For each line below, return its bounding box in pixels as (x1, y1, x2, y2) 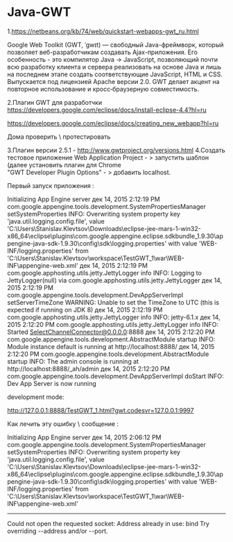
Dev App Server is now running (7, 379, 97, 387)
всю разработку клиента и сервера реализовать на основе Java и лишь (7, 62, 222, 71)
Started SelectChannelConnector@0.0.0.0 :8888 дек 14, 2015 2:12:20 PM (7, 328, 215, 336)
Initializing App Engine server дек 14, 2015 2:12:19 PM (7, 195, 161, 203)
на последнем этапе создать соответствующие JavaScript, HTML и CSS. (7, 70, 223, 78)
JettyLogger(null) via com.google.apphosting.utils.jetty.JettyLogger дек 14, (7, 276, 223, 285)
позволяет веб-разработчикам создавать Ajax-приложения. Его (7, 48, 198, 56)
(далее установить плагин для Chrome (7, 160, 121, 169)
